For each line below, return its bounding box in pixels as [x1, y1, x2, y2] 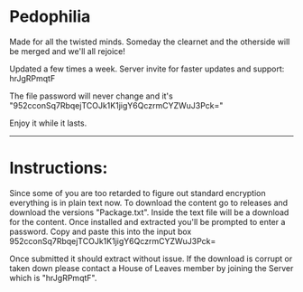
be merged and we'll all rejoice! [9, 45, 126, 56]
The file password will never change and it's [9, 90, 173, 101]
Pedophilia [9, 6, 91, 27]
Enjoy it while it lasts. [9, 118, 87, 128]
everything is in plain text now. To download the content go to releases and [9, 197, 289, 208]
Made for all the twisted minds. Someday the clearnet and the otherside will [9, 36, 290, 47]
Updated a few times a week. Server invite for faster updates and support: [9, 63, 285, 74]
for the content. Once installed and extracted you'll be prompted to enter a [9, 216, 286, 227]
